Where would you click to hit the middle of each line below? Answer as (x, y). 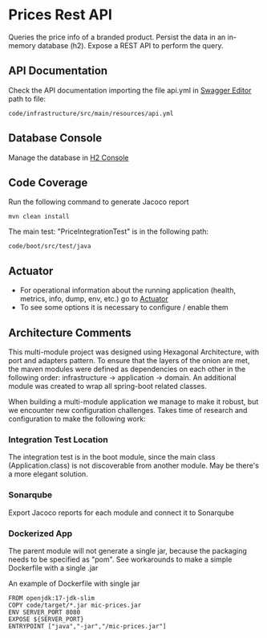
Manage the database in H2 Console (69, 157)
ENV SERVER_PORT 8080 (44, 612)
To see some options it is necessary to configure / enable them (124, 308)
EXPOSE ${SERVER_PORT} (46, 619)
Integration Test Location (58, 440)
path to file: (27, 99)
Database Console (55, 138)
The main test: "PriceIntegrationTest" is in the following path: (109, 231)
